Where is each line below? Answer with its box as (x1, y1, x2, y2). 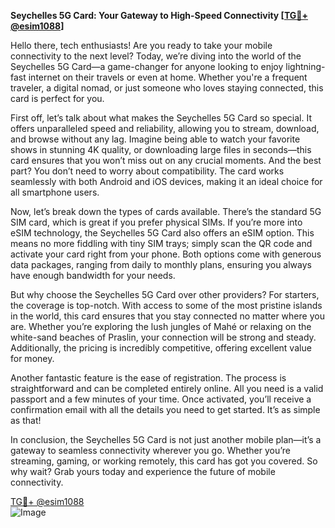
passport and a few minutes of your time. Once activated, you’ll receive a (10, 393, 312, 405)
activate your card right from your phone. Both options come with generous (10, 248, 322, 260)
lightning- (285, 61, 326, 72)
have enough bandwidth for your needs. (10, 270, 176, 281)
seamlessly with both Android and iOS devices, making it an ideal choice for (10, 176, 323, 187)
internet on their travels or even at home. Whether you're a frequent (28, 71, 308, 83)
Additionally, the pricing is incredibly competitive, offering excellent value (10, 342, 312, 354)
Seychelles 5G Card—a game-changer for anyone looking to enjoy (10, 61, 284, 72)
